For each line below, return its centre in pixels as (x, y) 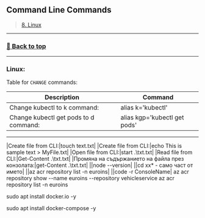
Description (62, 97)
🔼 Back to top (26, 46)
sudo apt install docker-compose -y (51, 208)
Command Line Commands (59, 10)
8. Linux (31, 24)
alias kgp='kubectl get (152, 118)
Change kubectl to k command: (54, 108)
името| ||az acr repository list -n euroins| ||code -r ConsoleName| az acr (98, 172)
